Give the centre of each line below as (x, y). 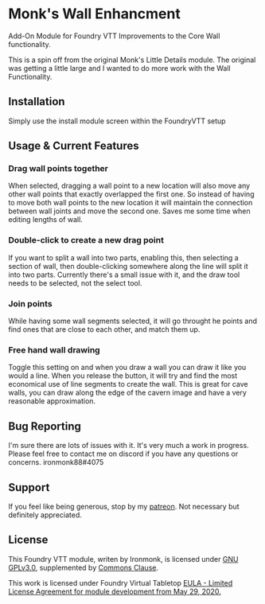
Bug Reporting (45, 426)
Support (29, 487)
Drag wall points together (58, 169)
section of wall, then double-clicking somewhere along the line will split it (128, 266)
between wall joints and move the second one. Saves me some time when (129, 211)
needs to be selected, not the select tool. (75, 283)
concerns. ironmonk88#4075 (56, 462)
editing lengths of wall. (46, 220)
